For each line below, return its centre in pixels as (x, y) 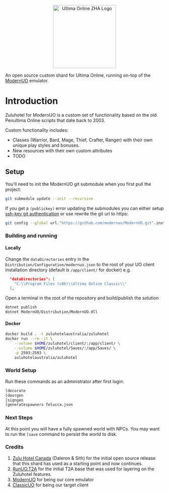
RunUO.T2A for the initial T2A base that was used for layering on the (83, 469)
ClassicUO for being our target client (51, 485)
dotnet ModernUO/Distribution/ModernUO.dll (52, 312)
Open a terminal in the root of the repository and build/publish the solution (82, 298)
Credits (14, 447)
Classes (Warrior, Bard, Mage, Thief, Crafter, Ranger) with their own (82, 140)
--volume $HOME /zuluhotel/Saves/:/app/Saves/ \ (65, 348)
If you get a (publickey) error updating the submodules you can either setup (84, 208)
